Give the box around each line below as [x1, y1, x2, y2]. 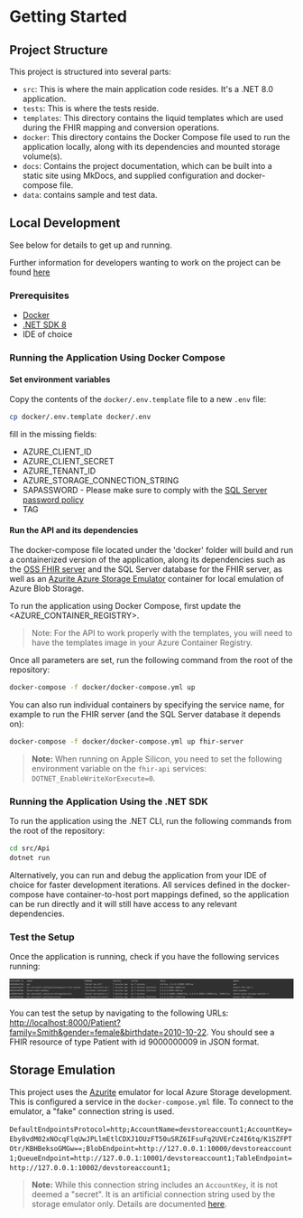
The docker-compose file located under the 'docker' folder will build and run [9, 545, 294, 556]
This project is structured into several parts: [9, 66, 171, 77]
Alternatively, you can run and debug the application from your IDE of [9, 870, 268, 881]
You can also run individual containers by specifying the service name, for [9, 699, 285, 710]
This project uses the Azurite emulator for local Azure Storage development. [9, 1086, 293, 1097]
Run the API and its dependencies [9, 524, 139, 535]
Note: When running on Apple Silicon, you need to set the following [31, 754, 282, 764]
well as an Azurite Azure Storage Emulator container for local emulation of [9, 574, 284, 585]
